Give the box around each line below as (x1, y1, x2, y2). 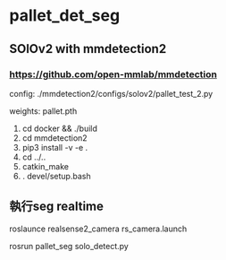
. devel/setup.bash (21, 170, 91, 181)
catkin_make (21, 160, 70, 171)
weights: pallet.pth (9, 105, 78, 117)
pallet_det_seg (9, 5, 121, 26)
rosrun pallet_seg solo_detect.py (9, 240, 130, 251)
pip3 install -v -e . (21, 142, 88, 152)
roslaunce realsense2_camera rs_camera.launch (9, 223, 188, 234)
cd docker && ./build (21, 123, 98, 134)
